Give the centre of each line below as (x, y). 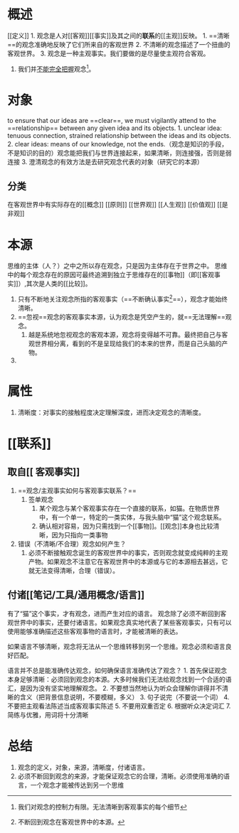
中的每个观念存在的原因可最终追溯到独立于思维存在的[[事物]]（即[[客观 (111, 275)
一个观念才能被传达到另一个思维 (77, 785)
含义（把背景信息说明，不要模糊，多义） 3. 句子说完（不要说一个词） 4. (124, 697)
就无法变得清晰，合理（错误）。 (74, 570)
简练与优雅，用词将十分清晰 (48, 714)
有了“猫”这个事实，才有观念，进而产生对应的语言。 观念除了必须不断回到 (114, 613)
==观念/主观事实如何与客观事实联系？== (77, 490)
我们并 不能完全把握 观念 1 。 (56, 68)
